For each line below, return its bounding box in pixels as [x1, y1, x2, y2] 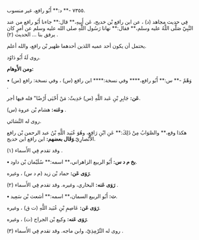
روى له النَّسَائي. [7, 117, 42, 124]
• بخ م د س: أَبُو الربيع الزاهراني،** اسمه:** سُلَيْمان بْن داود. [7, 158, 137, 165]
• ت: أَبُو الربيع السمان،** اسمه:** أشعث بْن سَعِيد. [7, 193, 118, 200]
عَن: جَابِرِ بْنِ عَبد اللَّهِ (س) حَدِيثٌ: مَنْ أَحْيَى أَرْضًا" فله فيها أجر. [7, 95, 141, 101]
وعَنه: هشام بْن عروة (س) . [7, 106, 67, 113]
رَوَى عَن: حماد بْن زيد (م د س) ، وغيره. [7, 170, 91, 177]
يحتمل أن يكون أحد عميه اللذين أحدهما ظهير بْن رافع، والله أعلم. [7, 43, 147, 49]
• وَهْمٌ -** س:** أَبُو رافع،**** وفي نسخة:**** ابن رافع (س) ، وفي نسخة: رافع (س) [7, 77, 192, 84]
